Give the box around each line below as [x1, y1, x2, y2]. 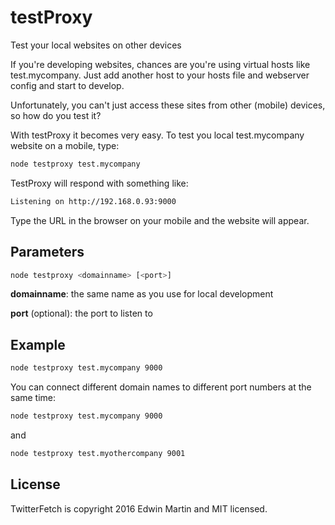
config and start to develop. [10, 79, 125, 91]
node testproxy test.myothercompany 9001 [10, 448, 186, 458]
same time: [10, 392, 57, 404]
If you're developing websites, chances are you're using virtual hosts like [10, 58, 311, 70]
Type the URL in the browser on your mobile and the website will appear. [10, 214, 310, 226]
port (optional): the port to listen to [10, 307, 153, 320]
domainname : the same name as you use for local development [10, 288, 274, 300]
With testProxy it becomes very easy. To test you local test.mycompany [10, 129, 305, 141]
